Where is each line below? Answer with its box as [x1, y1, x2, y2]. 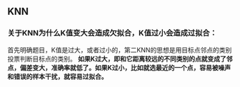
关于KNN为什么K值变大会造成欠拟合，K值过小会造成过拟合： [7, 28, 218, 38]
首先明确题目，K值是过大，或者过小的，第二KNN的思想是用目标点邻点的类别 [7, 45, 232, 54]
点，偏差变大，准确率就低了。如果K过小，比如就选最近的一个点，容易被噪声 [7, 63, 231, 71]
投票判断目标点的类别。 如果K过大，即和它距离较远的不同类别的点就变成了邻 [7, 54, 234, 63]
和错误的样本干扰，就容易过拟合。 [7, 72, 108, 81]
